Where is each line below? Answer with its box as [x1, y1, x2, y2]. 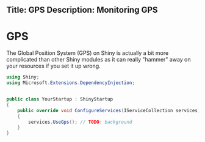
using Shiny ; [6, 74, 40, 80]
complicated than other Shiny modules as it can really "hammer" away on [6, 56, 191, 63]
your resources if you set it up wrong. [6, 62, 101, 69]
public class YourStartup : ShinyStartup [6, 96, 113, 102]
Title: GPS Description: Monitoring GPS [6, 5, 158, 15]
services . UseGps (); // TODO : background [28, 119, 132, 125]
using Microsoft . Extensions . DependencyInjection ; [6, 80, 135, 86]
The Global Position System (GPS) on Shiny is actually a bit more [6, 49, 169, 57]
